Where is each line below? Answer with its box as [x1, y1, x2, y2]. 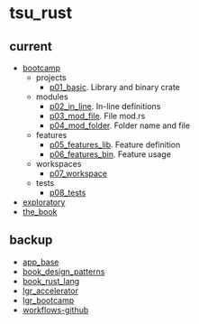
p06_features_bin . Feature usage [49, 149, 171, 160]
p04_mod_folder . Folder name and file [49, 120, 191, 131]
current [9, 39, 52, 54]
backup [9, 233, 53, 248]
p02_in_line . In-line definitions [49, 101, 161, 111]
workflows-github [22, 304, 89, 315]
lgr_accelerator [22, 285, 79, 296]
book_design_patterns [22, 265, 105, 277]
